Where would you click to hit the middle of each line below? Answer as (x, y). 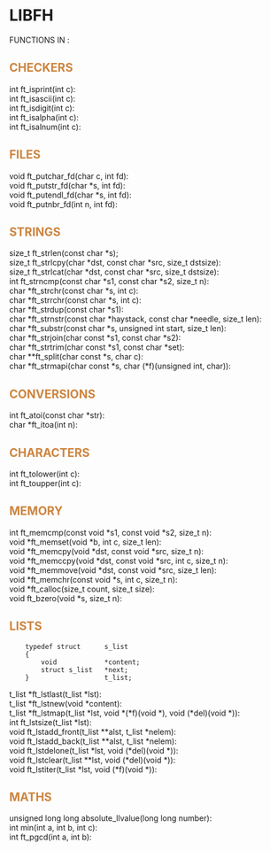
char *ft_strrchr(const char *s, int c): (75, 300)
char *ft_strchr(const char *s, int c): (74, 291)
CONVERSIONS (52, 394)
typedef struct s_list (77, 646)
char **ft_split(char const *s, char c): (76, 357)
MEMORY (36, 511)
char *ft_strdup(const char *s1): (66, 310)
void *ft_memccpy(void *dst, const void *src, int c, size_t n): (119, 561)
